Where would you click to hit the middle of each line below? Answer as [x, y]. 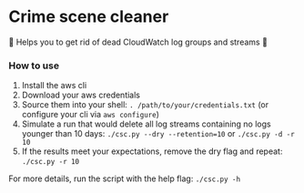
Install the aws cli [54, 86]
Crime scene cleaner [89, 17]
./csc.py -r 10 [51, 162]
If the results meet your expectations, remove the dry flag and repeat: [152, 151]
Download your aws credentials [81, 95]
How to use [34, 66]
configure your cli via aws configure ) [91, 115]
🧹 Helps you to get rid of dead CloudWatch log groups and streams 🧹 [138, 42]
